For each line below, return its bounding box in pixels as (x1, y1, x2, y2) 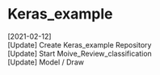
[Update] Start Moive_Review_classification (7, 48, 153, 58)
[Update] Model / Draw (7, 57, 84, 67)
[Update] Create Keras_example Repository (7, 40, 152, 49)
